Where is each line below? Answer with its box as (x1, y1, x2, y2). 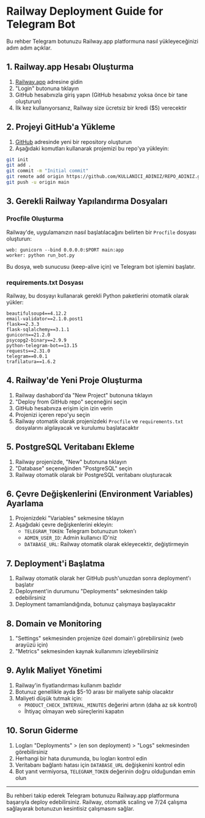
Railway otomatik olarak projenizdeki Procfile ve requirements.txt (15, 418, 184, 425)
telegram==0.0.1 (6, 353, 48, 359)
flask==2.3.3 (6, 321, 40, 327)
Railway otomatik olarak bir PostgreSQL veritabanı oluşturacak (15, 471, 172, 478)
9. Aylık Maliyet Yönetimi (6, 666, 103, 676)
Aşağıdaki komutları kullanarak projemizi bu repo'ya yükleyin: (15, 144, 169, 152)
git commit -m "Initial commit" (6, 168, 88, 174)
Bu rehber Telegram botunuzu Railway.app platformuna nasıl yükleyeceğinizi (6, 37, 198, 45)
